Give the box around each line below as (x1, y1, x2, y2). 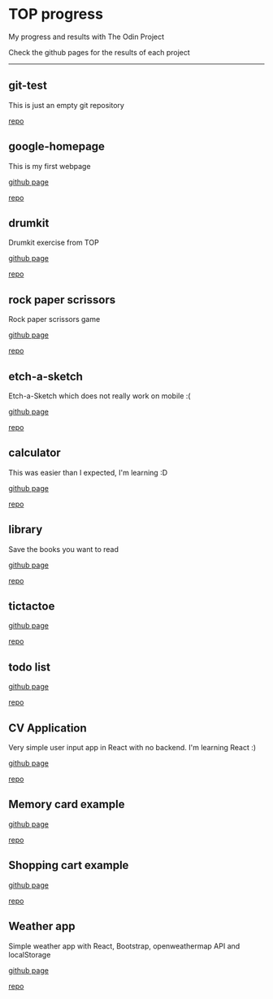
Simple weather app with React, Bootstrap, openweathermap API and (8, 940, 240, 951)
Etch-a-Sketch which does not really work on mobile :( (8, 391, 191, 401)
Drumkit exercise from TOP (8, 237, 99, 248)
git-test (8, 79, 47, 93)
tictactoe (8, 599, 55, 614)
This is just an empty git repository (8, 100, 124, 110)
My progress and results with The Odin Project (8, 32, 165, 41)
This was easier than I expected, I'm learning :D (8, 467, 168, 477)
